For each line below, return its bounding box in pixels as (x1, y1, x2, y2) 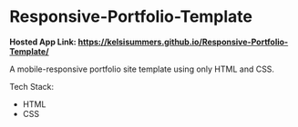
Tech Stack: (9, 81, 55, 92)
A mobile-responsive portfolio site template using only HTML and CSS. (9, 63, 275, 74)
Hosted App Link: (9, 36, 77, 47)
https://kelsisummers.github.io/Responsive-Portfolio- (77, 36, 289, 47)
